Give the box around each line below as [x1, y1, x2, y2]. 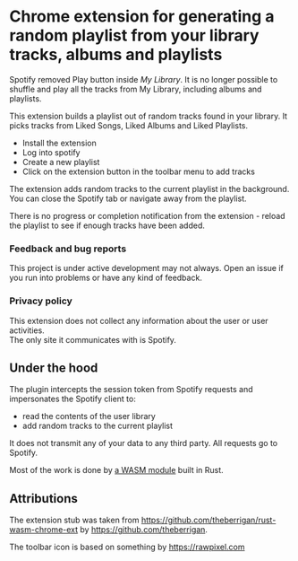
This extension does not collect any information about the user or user [9, 315, 268, 326]
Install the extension [21, 137, 97, 148]
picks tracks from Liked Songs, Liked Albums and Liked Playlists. [9, 119, 249, 131]
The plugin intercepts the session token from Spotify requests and [9, 384, 253, 395]
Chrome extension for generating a [9, 6, 275, 27]
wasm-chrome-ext [9, 524, 79, 535]
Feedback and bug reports [9, 242, 127, 255]
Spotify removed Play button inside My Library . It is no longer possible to [9, 74, 278, 84]
